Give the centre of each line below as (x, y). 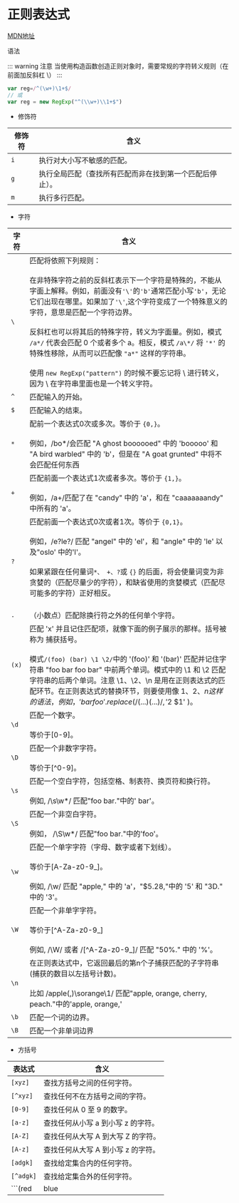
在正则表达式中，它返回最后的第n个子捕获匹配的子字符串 (124, 963)
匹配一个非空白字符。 (65, 814)
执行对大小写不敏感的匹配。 (85, 160)
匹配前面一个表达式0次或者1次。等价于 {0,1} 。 (108, 521)
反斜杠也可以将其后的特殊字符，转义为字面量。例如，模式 (126, 332)
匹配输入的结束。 (58, 410)
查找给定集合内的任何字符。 (90, 1163)
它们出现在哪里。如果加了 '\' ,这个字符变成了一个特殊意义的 (128, 302)
